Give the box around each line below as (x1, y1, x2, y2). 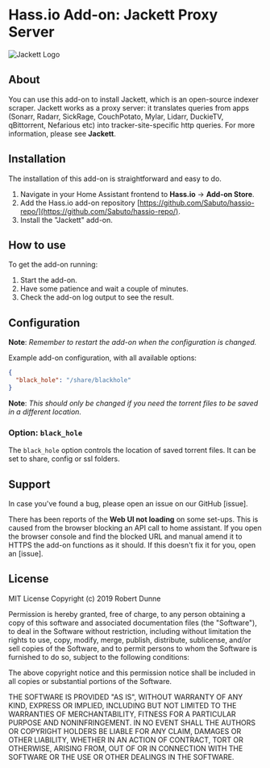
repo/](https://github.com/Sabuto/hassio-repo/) (19, 206, 179, 216)
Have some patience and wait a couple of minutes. (19, 284, 189, 294)
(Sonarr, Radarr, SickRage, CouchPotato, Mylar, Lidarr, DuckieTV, (8, 111, 224, 121)
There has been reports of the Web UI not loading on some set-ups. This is (8, 514, 259, 524)
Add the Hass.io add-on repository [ (19, 198, 140, 208)
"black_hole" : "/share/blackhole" (15, 376, 131, 384)
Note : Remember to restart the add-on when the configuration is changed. (8, 338, 257, 347)
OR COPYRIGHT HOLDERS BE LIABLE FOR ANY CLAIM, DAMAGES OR (8, 726, 242, 736)
